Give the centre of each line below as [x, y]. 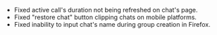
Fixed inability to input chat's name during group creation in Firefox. [112, 24]
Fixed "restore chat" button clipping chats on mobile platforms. [105, 17]
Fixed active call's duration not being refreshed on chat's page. [106, 10]
